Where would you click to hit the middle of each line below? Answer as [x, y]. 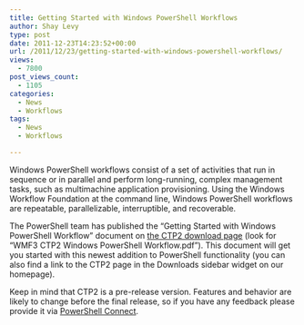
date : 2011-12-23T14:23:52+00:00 [73, 43]
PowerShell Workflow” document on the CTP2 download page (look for [143, 235]
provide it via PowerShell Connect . [74, 310]
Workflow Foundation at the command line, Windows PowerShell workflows [151, 198]
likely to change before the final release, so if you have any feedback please [152, 301]
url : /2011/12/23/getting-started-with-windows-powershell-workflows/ [146, 52]
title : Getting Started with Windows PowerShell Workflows [124, 18]
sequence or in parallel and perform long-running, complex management [146, 179]
